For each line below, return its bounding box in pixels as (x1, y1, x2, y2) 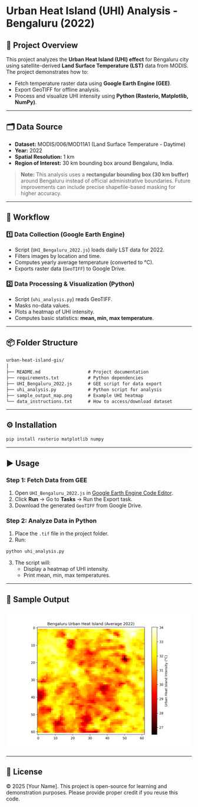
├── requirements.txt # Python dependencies (6, 375, 144, 381)
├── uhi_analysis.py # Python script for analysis (6, 387, 162, 393)
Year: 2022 (14, 146, 42, 154)
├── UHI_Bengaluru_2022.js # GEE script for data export (6, 381, 162, 387)
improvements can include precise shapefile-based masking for (20, 183, 176, 190)
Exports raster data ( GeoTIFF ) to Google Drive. (14, 264, 126, 272)
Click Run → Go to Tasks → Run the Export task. (14, 495, 133, 502)
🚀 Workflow (6, 213, 50, 223)
